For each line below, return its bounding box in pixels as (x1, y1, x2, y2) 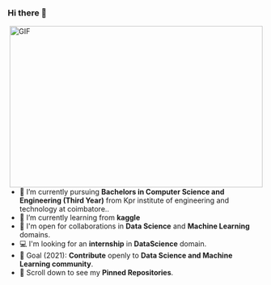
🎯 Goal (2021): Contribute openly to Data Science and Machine (19, 250, 233, 261)
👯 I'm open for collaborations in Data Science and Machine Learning (19, 221, 250, 231)
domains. (19, 230, 50, 240)
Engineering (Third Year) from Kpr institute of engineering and (19, 195, 230, 205)
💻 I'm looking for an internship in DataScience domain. (19, 239, 207, 249)
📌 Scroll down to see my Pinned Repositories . (19, 268, 174, 278)
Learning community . (19, 259, 94, 269)
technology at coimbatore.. (19, 204, 110, 214)
